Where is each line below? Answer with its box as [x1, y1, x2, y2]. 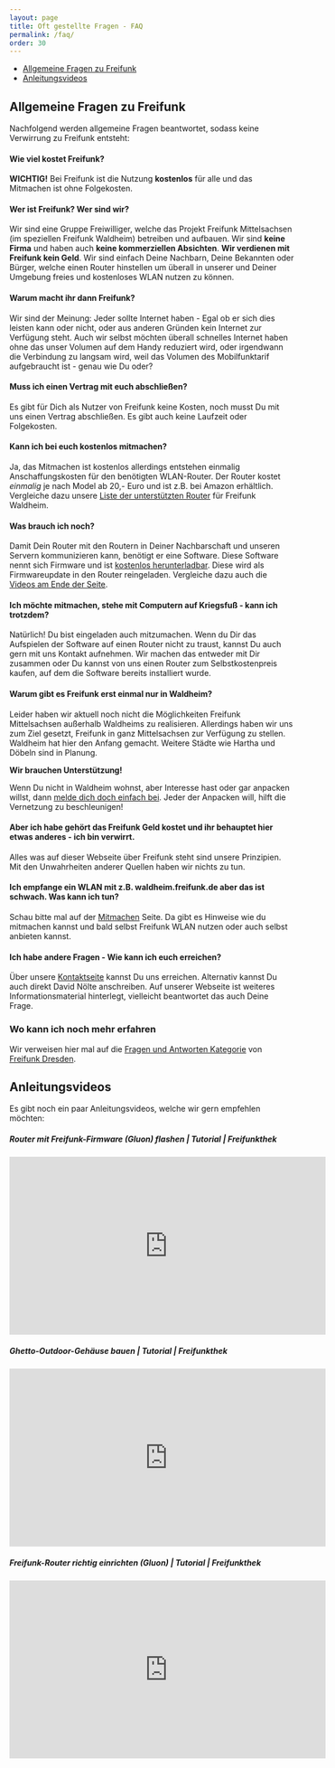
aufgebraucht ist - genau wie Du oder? [9, 361, 154, 371]
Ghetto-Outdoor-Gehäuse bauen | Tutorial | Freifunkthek [9, 1345, 228, 1356]
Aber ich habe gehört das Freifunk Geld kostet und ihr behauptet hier [9, 822, 274, 832]
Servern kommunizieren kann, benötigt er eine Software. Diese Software [9, 550, 279, 561]
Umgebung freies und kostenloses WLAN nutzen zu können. [9, 272, 235, 283]
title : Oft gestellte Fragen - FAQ [9, 22, 144, 31]
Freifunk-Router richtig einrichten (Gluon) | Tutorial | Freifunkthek [9, 1556, 262, 1568]
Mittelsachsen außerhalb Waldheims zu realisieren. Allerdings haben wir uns [9, 718, 293, 729]
